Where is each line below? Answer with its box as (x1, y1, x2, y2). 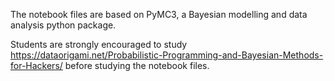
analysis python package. (10, 19, 117, 31)
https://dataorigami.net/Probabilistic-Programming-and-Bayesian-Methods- (10, 49, 324, 61)
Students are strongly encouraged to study (10, 39, 188, 50)
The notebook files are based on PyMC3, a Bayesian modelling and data (10, 9, 308, 20)
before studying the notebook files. (64, 60, 210, 71)
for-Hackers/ (10, 60, 63, 71)
